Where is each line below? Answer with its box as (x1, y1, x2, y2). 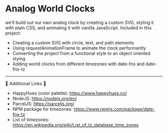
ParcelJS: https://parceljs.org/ (12, 101, 74, 107)
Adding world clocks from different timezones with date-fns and (12, 61, 145, 67)
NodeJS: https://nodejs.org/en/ (12, 95, 77, 101)
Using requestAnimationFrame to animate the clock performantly (12, 45, 146, 51)
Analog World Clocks (5, 3, 95, 14)
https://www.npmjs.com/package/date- (73, 106, 155, 112)
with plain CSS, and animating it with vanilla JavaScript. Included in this (5, 24, 152, 30)
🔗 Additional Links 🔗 (5, 80, 46, 86)
